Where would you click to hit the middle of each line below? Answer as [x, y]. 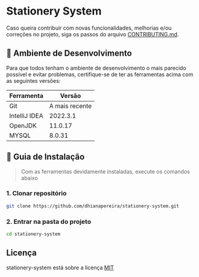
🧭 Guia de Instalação [46, 157]
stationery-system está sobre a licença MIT [60, 267]
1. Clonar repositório [36, 194]
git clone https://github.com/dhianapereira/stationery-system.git [93, 206]
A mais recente [71, 106]
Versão [71, 96]
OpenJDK [23, 125]
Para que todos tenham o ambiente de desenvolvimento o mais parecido [96, 68]
